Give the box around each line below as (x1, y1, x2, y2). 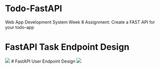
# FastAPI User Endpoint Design (11, 58, 76, 64)
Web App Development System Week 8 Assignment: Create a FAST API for (5, 19, 155, 25)
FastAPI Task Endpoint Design (5, 42, 130, 53)
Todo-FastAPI (5, 3, 62, 14)
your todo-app (5, 24, 34, 30)
